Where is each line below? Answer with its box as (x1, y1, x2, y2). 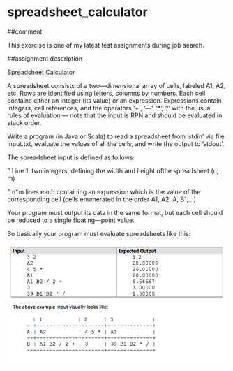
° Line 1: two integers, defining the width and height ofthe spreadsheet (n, (7, 166, 219, 175)
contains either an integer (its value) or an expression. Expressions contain (7, 96, 222, 105)
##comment (7, 27, 43, 36)
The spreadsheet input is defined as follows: (7, 153, 135, 161)
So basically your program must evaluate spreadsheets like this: (7, 229, 191, 238)
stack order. (7, 118, 42, 126)
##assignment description (7, 54, 82, 63)
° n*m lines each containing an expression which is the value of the (7, 187, 201, 196)
